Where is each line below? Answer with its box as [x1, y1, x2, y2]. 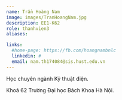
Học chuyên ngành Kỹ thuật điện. [6, 75, 89, 82]
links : [6, 42, 23, 48]
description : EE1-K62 [6, 20, 60, 26]
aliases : [6, 31, 28, 37]
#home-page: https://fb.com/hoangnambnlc [11, 47, 117, 54]
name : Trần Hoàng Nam [6, 8, 60, 15]
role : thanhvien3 [6, 25, 50, 32]
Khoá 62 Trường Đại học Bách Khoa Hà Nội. [6, 86, 114, 93]
